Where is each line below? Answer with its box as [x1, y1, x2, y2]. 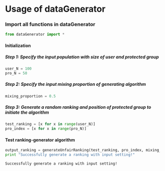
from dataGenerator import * [5, 32, 65, 37]
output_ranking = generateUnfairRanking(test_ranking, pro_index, [5, 148, 144, 153]
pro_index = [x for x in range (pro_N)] [5, 126, 87, 131]
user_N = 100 [5, 66, 32, 71]
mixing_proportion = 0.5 [5, 94, 56, 98]
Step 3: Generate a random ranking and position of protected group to [5, 104, 151, 110]
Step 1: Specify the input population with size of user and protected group [5, 54, 159, 60]
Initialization [5, 43, 31, 49]
